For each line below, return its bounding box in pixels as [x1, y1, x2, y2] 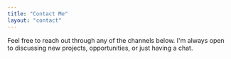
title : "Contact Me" [7, 10, 69, 18]
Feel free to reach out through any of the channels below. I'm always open [7, 36, 225, 44]
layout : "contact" [7, 17, 62, 24]
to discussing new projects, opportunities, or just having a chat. [7, 44, 193, 52]
